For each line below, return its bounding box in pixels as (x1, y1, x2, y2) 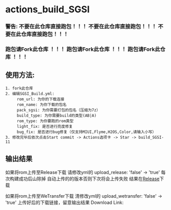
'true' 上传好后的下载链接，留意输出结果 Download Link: (5, 199, 124, 205)
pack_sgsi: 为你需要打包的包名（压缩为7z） (16, 107, 101, 112)
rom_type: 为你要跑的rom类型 (16, 118, 74, 124)
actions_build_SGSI (5, 4, 90, 15)
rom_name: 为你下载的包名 (16, 102, 67, 107)
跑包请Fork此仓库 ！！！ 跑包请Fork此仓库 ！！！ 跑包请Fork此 (5, 46, 161, 53)
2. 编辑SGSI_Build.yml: (5, 91, 55, 96)
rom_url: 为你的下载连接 (16, 97, 65, 102)
